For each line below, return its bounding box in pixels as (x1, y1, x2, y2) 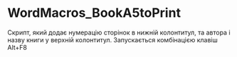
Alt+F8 (7, 43, 27, 51)
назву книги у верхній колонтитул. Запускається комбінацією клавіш (7, 35, 218, 44)
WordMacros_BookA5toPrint (7, 5, 181, 21)
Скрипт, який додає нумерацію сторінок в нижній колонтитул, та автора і (7, 28, 231, 37)
